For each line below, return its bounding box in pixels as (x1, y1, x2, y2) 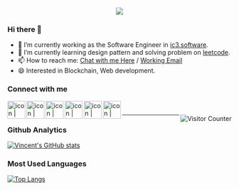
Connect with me (7, 84, 68, 94)
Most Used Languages (7, 159, 87, 169)
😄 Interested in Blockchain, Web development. (17, 66, 155, 75)
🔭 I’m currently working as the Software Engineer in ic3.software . (17, 41, 208, 49)
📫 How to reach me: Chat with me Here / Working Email (17, 56, 183, 65)
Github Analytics (7, 125, 68, 134)
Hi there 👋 (7, 25, 43, 35)
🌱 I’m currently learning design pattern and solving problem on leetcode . (17, 48, 230, 57)
